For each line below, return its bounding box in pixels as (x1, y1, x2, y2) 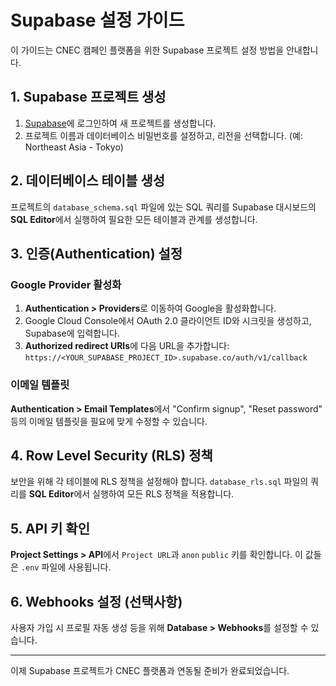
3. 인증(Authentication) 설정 (10, 245, 183, 262)
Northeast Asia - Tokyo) (24, 141, 124, 153)
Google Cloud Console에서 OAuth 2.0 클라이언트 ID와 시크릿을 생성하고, (24, 315, 312, 327)
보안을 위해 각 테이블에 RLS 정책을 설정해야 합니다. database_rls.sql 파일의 (10, 476, 309, 488)
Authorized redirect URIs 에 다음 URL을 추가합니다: (24, 340, 230, 352)
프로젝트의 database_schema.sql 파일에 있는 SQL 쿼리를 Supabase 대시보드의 (10, 201, 317, 213)
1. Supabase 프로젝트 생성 (10, 89, 167, 106)
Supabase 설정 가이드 (10, 9, 185, 32)
